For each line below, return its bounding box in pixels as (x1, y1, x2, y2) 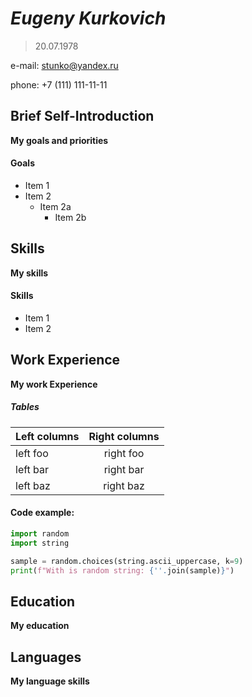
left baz (15, 478, 51, 492)
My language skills (10, 675, 90, 687)
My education (10, 620, 70, 632)
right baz (103, 478, 145, 492)
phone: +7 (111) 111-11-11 (10, 78, 108, 91)
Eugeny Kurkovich (10, 7, 167, 30)
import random (10, 528, 70, 539)
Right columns (88, 429, 160, 443)
